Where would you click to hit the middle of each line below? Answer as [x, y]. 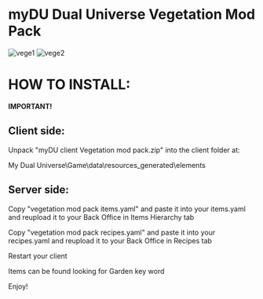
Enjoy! [18, 286]
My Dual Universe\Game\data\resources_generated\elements [107, 165]
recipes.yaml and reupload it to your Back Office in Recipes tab [110, 240]
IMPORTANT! [30, 106]
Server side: [38, 190]
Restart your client [38, 256]
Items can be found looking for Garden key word [86, 271]
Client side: [37, 131]
